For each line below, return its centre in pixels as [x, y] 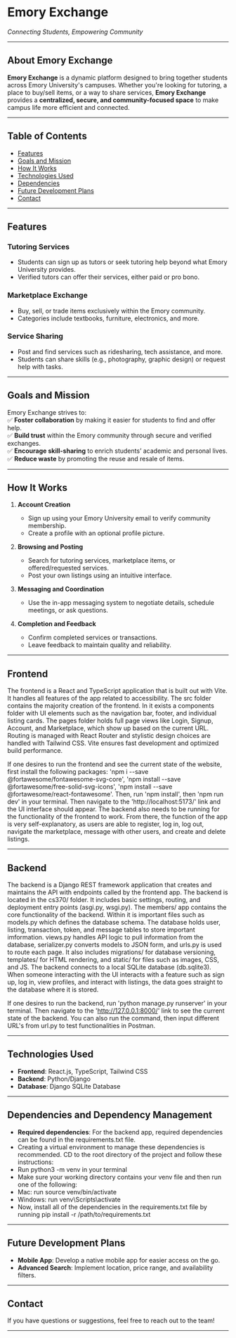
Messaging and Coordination [61, 589]
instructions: [35, 1162]
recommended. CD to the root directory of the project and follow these [120, 1154]
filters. [27, 1275]
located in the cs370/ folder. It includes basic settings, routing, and [104, 900]
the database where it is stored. [53, 989]
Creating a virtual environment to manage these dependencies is [111, 1147]
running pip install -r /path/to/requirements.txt [84, 1214]
